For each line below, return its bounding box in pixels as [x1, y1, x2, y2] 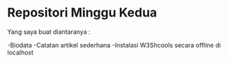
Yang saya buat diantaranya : [7, 28, 91, 36]
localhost [7, 48, 33, 56]
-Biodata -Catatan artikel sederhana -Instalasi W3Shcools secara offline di [7, 41, 221, 49]
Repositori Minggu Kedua [7, 5, 158, 21]
